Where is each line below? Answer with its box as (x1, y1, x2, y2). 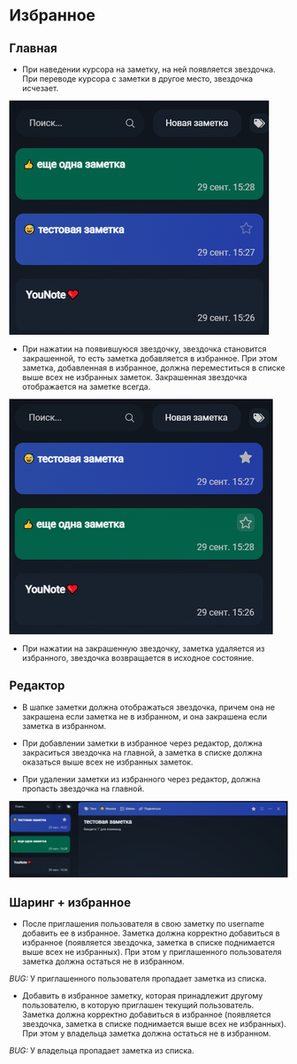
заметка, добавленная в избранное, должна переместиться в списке (21, 362, 286, 373)
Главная (9, 41, 57, 56)
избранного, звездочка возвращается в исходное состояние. (21, 653, 255, 663)
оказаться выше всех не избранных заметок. (21, 757, 194, 767)
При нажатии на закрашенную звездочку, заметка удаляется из (21, 643, 265, 654)
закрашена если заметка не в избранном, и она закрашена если (21, 711, 268, 722)
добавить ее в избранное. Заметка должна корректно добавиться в (21, 928, 280, 938)
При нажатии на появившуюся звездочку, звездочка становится (21, 344, 267, 354)
